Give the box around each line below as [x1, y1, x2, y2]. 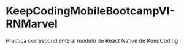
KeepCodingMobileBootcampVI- [6, 4, 175, 18]
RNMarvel [6, 17, 58, 31]
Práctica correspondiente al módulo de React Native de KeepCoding [6, 37, 178, 44]
